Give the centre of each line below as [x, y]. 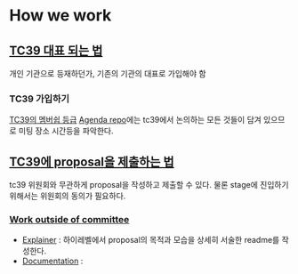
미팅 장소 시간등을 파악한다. [66, 131]
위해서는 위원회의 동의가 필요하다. [68, 196]
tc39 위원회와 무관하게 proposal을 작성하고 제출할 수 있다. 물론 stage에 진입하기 [149, 185]
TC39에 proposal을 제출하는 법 [92, 161]
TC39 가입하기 [39, 99]
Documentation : [52, 261]
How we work [60, 16]
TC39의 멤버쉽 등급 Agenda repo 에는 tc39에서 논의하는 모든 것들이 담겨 [136, 120]
